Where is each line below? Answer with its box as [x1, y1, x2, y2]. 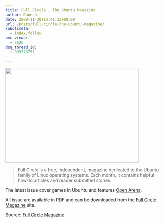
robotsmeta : [5, 26, 30, 31]
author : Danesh [5, 12, 37, 17]
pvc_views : [5, 36, 28, 41]
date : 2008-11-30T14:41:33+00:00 [5, 17, 75, 22]
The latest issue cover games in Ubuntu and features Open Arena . [5, 187, 142, 193]
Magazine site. [5, 202, 36, 208]
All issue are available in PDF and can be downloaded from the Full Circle [5, 197, 157, 203]
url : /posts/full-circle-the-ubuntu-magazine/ [5, 21, 105, 27]
